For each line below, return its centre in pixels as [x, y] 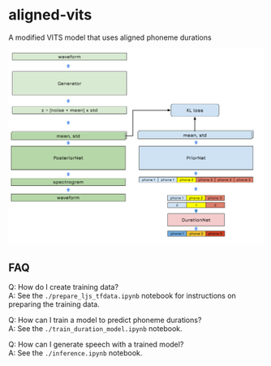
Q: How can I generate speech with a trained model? [96, 344]
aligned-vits [50, 15]
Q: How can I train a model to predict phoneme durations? [105, 320]
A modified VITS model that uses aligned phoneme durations [110, 37]
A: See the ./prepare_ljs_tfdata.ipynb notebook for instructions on [123, 296]
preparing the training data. [54, 304]
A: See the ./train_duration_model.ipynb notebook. [95, 329]
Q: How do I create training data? [64, 287]
